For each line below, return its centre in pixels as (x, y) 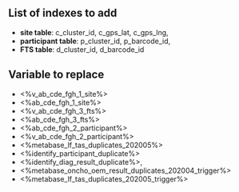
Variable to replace (56, 75)
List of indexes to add (63, 13)
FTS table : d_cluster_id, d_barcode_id (82, 49)
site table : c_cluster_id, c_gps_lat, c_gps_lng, (94, 32)
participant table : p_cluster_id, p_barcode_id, (95, 41)
